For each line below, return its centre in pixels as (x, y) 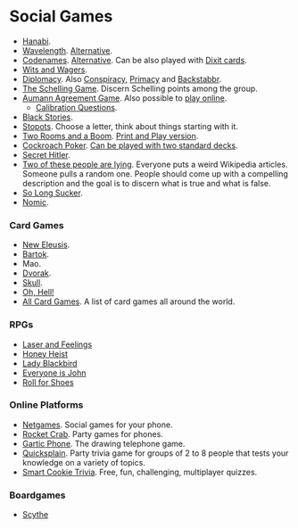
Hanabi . (37, 41)
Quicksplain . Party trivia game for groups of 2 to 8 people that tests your (155, 453)
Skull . (32, 283)
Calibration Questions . (76, 107)
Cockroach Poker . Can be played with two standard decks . (130, 145)
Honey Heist (45, 353)
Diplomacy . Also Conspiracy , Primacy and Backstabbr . (122, 78)
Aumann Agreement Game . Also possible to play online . (124, 98)
